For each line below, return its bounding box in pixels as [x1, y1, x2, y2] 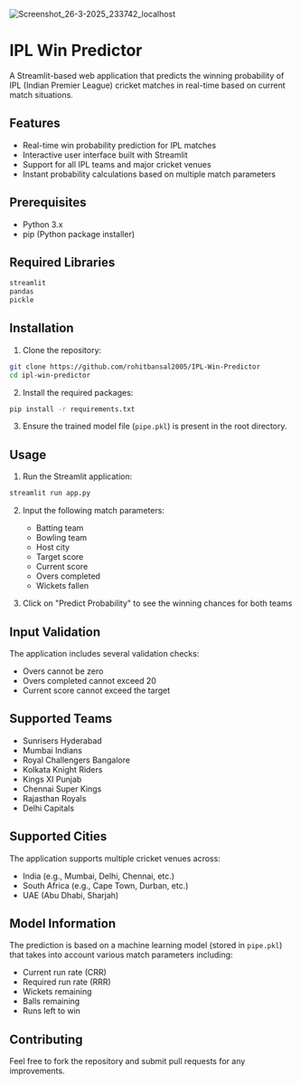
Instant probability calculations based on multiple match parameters [22, 168, 276, 179]
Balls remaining [22, 996, 80, 1007]
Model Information [9, 916, 117, 931]
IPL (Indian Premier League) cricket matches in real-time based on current [9, 80, 287, 91]
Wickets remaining [22, 986, 92, 997]
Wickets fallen [35, 581, 89, 591]
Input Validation [9, 624, 101, 639]
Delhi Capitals [22, 802, 75, 813]
